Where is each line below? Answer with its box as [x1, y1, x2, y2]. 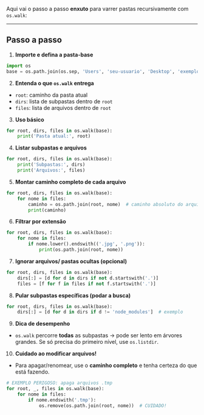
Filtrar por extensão [15, 218, 66, 225]
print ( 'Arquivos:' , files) [17, 167, 86, 174]
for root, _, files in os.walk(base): [6, 386, 104, 392]
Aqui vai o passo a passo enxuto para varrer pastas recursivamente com [6, 5, 189, 12]
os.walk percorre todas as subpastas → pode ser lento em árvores [15, 332, 182, 339]
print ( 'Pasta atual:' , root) [17, 133, 91, 139]
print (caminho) [28, 207, 67, 213]
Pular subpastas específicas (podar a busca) [15, 292, 131, 299]
